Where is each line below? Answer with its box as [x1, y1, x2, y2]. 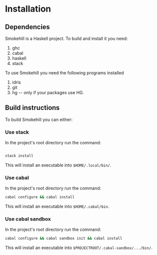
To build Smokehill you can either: [5, 117, 73, 122]
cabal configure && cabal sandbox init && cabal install [5, 236, 123, 241]
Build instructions [5, 103, 60, 112]
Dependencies [5, 23, 50, 31]
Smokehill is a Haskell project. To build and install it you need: [5, 35, 128, 41]
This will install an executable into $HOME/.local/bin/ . [5, 162, 111, 168]
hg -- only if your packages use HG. [12, 90, 84, 95]
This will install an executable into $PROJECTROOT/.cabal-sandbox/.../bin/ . [5, 245, 153, 251]
